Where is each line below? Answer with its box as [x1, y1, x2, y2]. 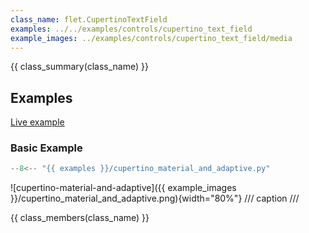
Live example [10, 116, 65, 128]
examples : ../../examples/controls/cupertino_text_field [10, 24, 253, 34]
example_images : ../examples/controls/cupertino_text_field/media [10, 33, 293, 43]
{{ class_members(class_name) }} [10, 212, 150, 224]
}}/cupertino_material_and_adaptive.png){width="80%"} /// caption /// [10, 192, 300, 205]
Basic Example [10, 141, 83, 155]
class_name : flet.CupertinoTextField [10, 14, 168, 25]
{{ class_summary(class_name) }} [10, 61, 149, 73]
